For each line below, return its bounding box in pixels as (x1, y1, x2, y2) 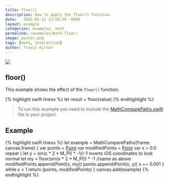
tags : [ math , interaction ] (5, 40, 62, 45)
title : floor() (5, 7, 37, 13)
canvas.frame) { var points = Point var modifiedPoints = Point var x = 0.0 (5, 145, 157, 151)
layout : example (5, 21, 39, 27)
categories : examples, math (5, 26, 65, 31)
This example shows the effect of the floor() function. (5, 86, 120, 93)
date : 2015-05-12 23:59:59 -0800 (5, 17, 80, 22)
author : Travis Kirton (5, 45, 53, 50)
